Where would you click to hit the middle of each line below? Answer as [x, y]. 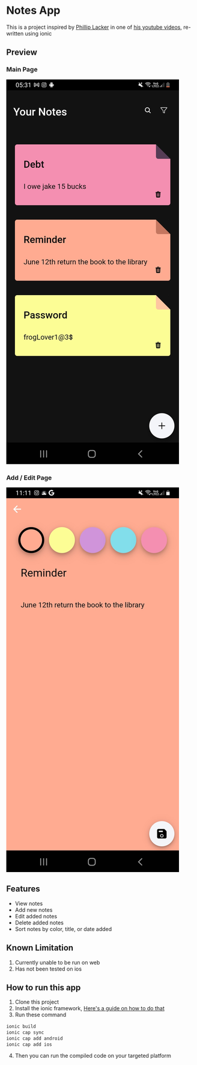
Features [23, 889]
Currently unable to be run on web [57, 962]
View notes [29, 903]
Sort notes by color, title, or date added [63, 929]
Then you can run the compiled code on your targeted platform [93, 1056]
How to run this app [44, 987]
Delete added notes [39, 923]
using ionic [38, 33]
